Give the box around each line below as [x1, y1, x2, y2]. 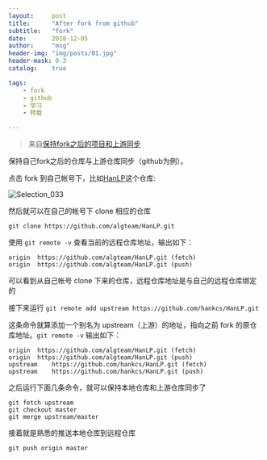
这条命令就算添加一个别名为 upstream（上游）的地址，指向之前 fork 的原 [8, 320, 250, 330]
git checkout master [8, 406, 78, 414]
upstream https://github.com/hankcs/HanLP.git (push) [8, 368, 204, 376]
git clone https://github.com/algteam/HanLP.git [8, 223, 175, 231]
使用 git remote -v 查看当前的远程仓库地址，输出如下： [8, 237, 194, 247]
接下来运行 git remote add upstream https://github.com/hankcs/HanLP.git [8, 303, 260, 313]
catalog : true [8, 65, 67, 73]
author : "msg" [8, 42, 70, 50]
